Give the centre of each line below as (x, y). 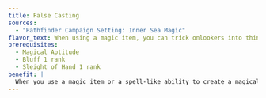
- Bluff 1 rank (40, 60)
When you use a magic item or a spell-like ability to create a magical (138, 81)
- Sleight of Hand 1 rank (58, 67)
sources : (23, 23)
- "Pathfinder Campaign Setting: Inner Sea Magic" (101, 30)
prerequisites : (33, 45)
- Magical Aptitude (47, 52)
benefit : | (26, 74)
